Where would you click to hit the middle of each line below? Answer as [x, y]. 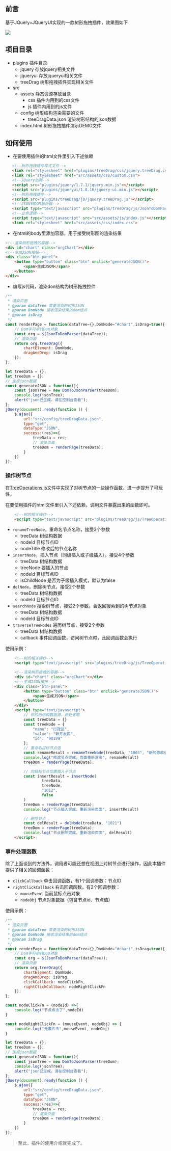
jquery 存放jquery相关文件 [48, 69]
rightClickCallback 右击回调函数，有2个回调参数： [66, 887]
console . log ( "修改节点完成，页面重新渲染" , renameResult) [81, 757]
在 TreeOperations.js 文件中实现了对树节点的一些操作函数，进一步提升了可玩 [84, 488]
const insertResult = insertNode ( [60, 776]
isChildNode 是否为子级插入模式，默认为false [68, 580]
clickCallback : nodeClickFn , [54, 982]
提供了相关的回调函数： [30, 870]
